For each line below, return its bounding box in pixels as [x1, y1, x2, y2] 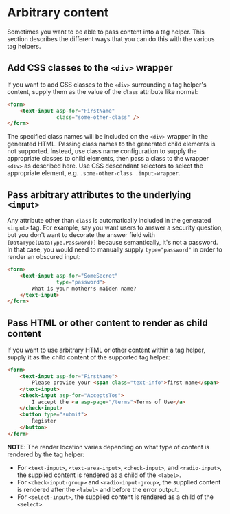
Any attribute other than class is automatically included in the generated [7, 216, 211, 225]
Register [32, 418, 57, 425]
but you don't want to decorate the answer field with [7, 231, 156, 239]
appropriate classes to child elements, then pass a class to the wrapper [7, 155, 209, 163]
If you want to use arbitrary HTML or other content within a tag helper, [7, 346, 206, 355]
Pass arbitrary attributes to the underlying [7, 189, 192, 201]
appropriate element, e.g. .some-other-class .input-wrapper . [7, 169, 181, 177]
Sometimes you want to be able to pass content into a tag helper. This [7, 27, 205, 36]
